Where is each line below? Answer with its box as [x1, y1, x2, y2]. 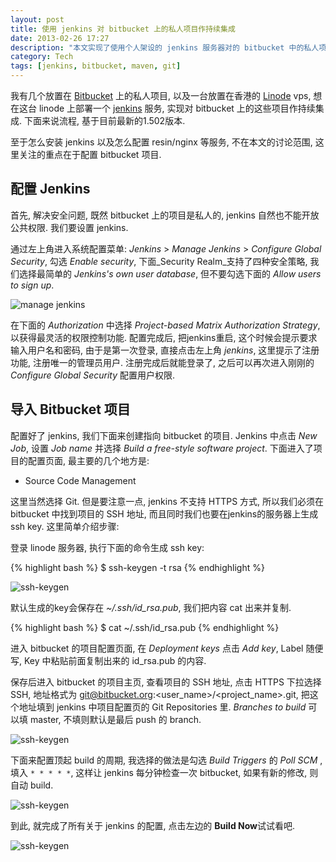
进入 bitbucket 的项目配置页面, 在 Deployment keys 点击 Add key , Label [10, 642, 304, 654]
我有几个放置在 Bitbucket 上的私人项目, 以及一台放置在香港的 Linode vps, [10, 90, 312, 101]
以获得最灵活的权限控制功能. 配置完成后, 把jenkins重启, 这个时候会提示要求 [10, 331, 318, 343]
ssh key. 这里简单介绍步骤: [10, 520, 120, 532]
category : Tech [10, 52, 74, 62]
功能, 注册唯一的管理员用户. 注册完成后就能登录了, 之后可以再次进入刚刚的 [10, 356, 315, 368]
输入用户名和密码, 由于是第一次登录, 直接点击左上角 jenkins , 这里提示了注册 [10, 344, 320, 356]
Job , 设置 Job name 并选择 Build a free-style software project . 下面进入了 [10, 442, 314, 454]
